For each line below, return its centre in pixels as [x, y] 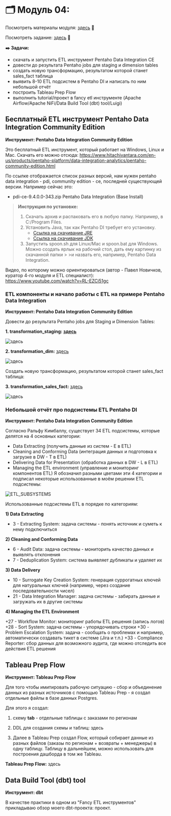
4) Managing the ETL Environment [42, 612]
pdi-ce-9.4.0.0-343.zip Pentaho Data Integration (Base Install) [78, 196]
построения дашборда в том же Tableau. [57, 754]
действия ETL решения [31, 649]
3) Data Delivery [23, 570]
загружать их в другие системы [47, 602]
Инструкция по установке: [48, 206]
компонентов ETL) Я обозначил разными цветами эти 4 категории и [87, 473]
